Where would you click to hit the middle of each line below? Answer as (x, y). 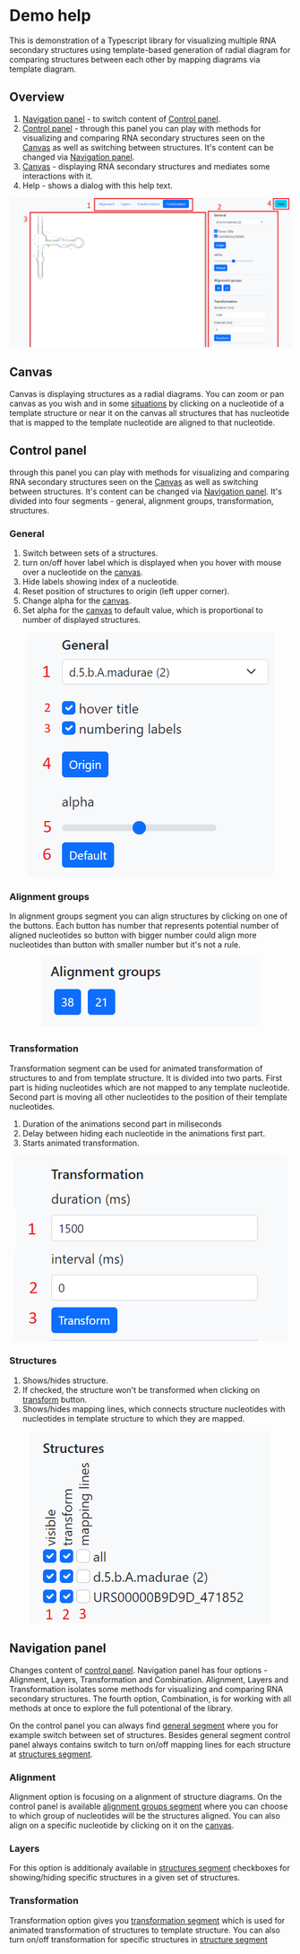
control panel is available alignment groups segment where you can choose (149, 1806)
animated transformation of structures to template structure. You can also (145, 1930)
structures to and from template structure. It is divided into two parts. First (146, 1077)
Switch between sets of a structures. (90, 553)
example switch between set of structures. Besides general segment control (150, 1734)
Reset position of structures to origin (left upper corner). (126, 591)
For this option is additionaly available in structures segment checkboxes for (150, 1868)
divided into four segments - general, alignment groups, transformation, (141, 501)
